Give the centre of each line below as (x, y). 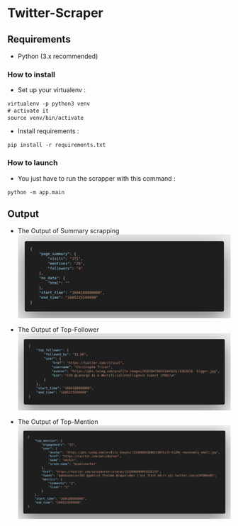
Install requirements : (48, 131)
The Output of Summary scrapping (68, 231)
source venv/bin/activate (45, 118)
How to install (31, 74)
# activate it (28, 111)
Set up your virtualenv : (52, 90)
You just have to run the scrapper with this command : (96, 178)
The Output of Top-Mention (58, 422)
